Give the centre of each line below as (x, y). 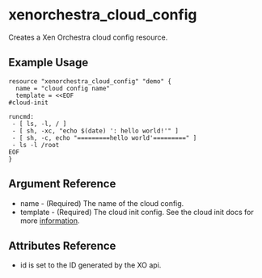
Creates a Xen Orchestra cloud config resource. (88, 37)
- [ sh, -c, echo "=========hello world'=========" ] (104, 138)
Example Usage (49, 63)
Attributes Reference (62, 245)
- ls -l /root (36, 145)
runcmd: (21, 116)
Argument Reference (62, 184)
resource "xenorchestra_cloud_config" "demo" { (90, 81)
